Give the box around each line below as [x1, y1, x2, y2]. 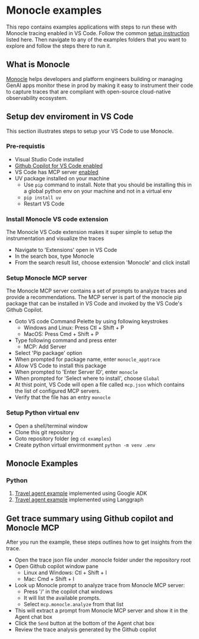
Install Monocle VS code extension [6, 215, 109, 223]
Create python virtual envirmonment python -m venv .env [14, 441, 156, 448]
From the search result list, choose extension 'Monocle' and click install [14, 259, 190, 266]
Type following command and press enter [14, 337, 117, 344]
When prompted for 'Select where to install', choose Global [14, 375, 160, 382]
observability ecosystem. [6, 94, 68, 101]
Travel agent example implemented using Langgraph [14, 496, 144, 503]
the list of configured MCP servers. [14, 388, 101, 395]
